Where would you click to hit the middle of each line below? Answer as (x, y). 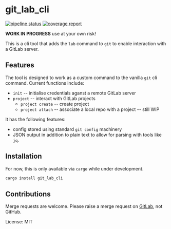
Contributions (28, 194)
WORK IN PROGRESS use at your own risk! (51, 33)
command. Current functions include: (45, 83)
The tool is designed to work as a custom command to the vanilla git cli (81, 78)
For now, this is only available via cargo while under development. (74, 168)
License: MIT (19, 222)
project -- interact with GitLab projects (54, 98)
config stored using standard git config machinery (67, 129)
